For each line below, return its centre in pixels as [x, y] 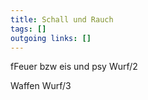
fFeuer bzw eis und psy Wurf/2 [74, 67]
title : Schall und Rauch [62, 19]
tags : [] [28, 29]
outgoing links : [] [51, 38]
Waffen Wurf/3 [41, 86]
